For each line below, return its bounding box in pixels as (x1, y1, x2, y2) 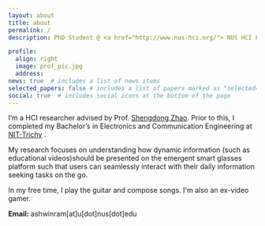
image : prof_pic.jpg (15, 62, 83, 71)
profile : (8, 48, 37, 56)
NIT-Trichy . (8, 130, 47, 139)
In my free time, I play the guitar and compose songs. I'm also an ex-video (8, 186, 249, 195)
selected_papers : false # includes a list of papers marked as (8, 84, 221, 92)
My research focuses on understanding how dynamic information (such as (8, 145, 251, 154)
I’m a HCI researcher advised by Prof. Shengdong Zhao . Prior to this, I (8, 113, 235, 123)
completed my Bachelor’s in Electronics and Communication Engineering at (8, 121, 252, 131)
